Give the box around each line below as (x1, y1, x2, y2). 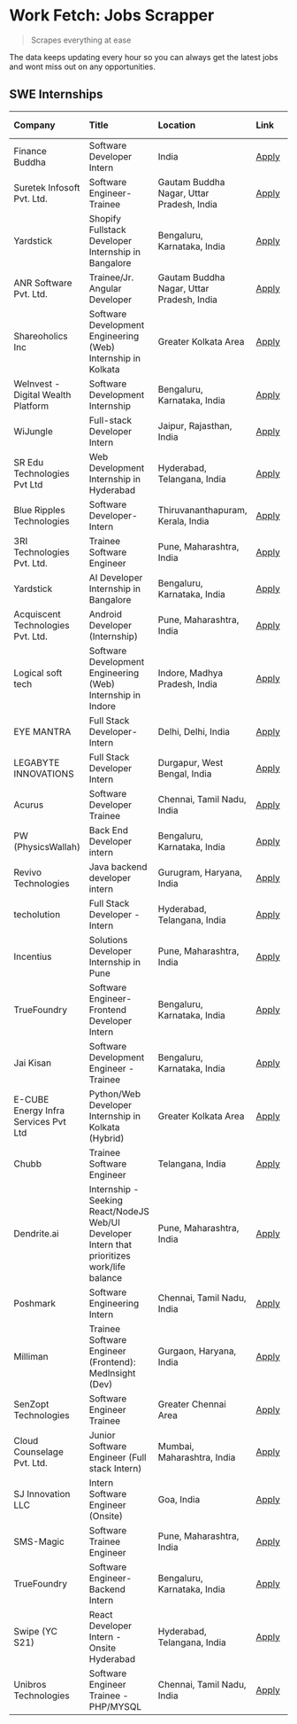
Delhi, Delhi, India (157, 725, 231, 737)
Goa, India (157, 1493, 201, 1505)
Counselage (13, 1446, 64, 1458)
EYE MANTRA (13, 725, 72, 737)
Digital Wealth (13, 388, 72, 401)
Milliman (13, 1350, 49, 1362)
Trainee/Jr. (88, 271, 134, 284)
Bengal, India (157, 768, 212, 780)
